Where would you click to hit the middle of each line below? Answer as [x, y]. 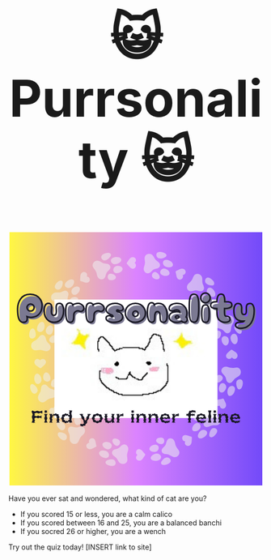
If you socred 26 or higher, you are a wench [93, 531]
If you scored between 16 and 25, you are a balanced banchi [121, 523]
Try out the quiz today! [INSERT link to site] [80, 547]
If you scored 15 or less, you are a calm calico [96, 514]
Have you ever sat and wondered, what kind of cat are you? [108, 498]
